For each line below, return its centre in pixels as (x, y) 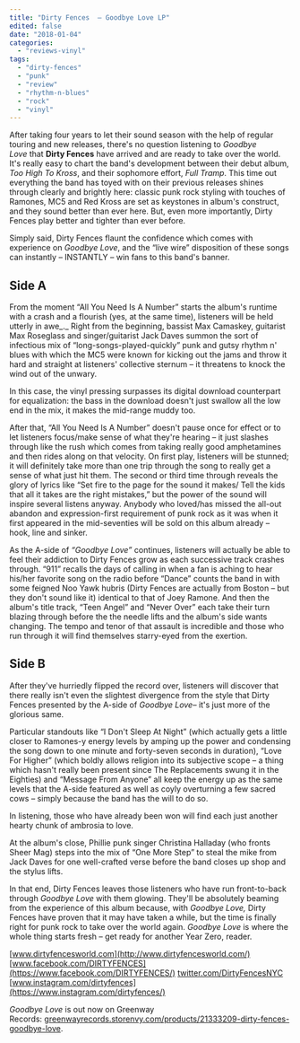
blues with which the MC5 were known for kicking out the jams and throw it (148, 355)
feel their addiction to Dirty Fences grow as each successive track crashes (147, 560)
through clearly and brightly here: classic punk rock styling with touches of (148, 192)
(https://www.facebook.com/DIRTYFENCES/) (93, 973)
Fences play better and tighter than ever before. (98, 221)
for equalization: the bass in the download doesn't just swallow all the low (145, 401)
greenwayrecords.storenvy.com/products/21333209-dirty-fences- (167, 1019)
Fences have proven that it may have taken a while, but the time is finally (143, 917)
